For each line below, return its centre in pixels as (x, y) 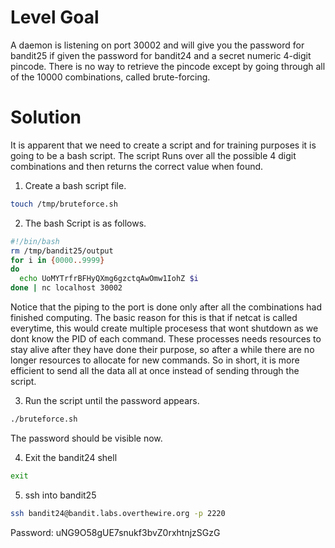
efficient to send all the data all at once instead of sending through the (155, 370)
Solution (46, 117)
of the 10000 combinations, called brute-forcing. (110, 77)
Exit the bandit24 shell (71, 457)
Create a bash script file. (75, 185)
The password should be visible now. (86, 438)
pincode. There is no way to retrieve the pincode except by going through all (168, 66)
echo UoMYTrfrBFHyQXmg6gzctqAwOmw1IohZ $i (109, 279)
